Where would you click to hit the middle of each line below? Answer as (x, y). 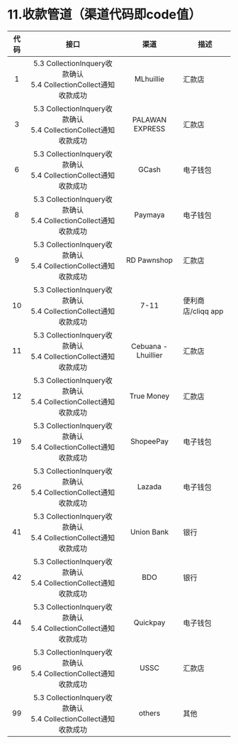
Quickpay (149, 622)
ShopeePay (149, 441)
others (149, 713)
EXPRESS (149, 129)
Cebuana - (149, 346)
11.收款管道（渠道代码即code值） (104, 15)
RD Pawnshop (150, 260)
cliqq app (208, 311)
